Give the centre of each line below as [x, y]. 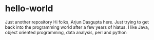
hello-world [29, 9]
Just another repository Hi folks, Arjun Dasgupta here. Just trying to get [77, 22]
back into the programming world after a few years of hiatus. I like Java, [77, 27]
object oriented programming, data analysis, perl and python [66, 32]
